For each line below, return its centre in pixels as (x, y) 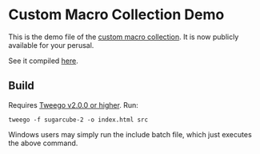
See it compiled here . (43, 61)
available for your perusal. (51, 45)
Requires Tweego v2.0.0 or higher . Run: (73, 105)
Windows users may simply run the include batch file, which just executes (130, 134)
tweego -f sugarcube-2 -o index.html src (78, 120)
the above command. (43, 143)
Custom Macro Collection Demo (116, 15)
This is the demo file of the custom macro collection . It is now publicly (124, 37)
